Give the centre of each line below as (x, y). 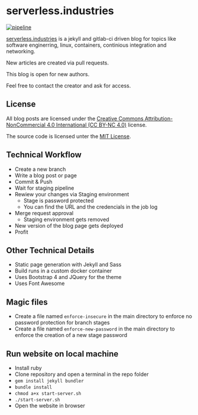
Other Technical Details (50, 250)
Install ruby (28, 368)
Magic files (27, 302)
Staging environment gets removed (66, 219)
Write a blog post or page (46, 175)
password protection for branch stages (62, 323)
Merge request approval (44, 213)
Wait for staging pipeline (44, 188)
